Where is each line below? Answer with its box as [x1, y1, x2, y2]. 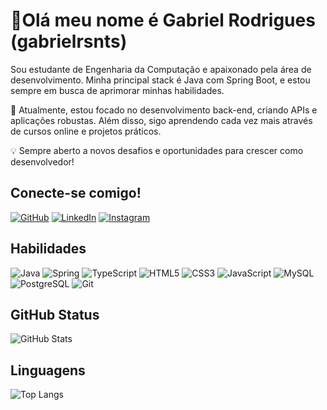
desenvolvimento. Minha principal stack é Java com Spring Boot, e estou [10, 74, 311, 86]
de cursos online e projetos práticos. [10, 125, 162, 137]
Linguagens [10, 362, 86, 379]
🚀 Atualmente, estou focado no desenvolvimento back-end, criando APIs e [10, 104, 318, 116]
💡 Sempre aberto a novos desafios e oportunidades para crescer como [10, 144, 304, 156]
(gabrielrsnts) [10, 30, 128, 53]
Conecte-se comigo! [10, 185, 142, 202]
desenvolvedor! [10, 155, 75, 168]
